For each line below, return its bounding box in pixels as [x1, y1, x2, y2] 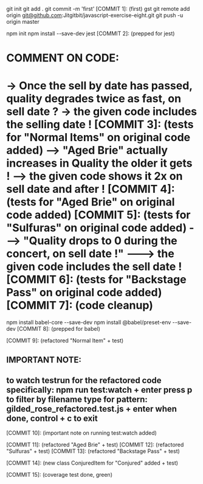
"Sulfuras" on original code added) [6, 221, 187, 235]
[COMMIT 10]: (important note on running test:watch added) [6, 429, 157, 437]
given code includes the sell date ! [6, 260, 182, 274]
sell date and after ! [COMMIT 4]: [6, 182, 175, 196]
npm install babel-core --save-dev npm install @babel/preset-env [6, 319, 171, 326]
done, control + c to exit [6, 413, 98, 423]
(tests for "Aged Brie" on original [6, 195, 175, 209]
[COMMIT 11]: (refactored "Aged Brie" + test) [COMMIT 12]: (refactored [6, 441, 184, 449]
